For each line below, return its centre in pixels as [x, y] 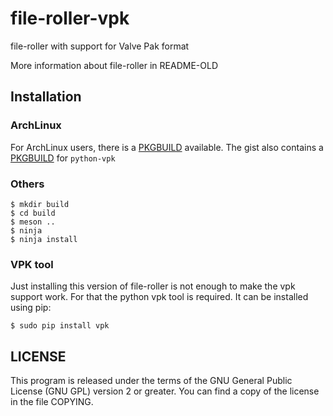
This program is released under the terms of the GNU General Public [151, 381]
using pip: [31, 308]
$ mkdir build [40, 204]
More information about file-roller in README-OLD [114, 65]
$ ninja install [44, 239]
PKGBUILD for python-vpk [63, 158]
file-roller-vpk [70, 18]
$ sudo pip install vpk [60, 326]
